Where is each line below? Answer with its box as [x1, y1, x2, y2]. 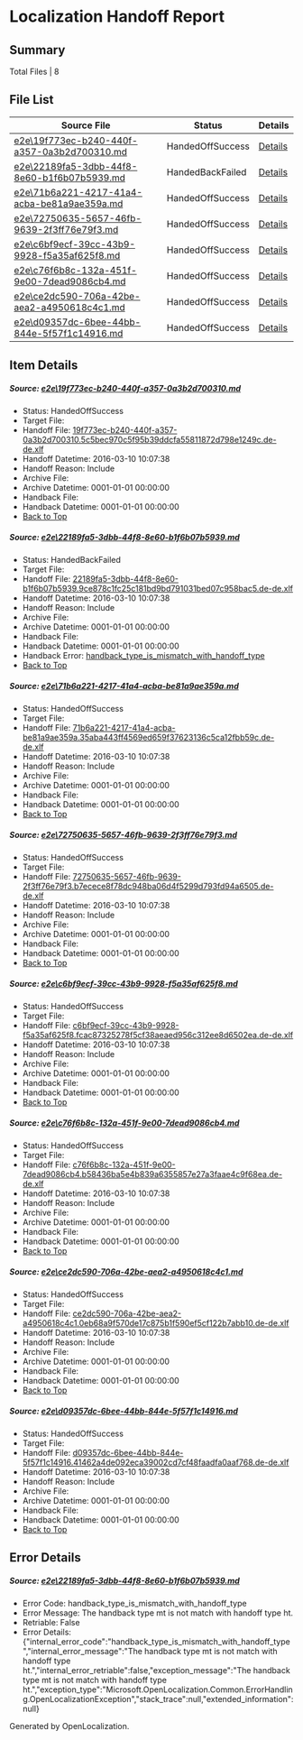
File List [9, 92, 54, 107]
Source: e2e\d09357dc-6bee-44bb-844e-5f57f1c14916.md [9, 1405, 239, 1416]
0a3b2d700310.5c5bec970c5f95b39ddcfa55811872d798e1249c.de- [22, 435, 277, 446]
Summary [9, 42, 66, 58]
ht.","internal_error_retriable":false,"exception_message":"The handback [22, 1665, 290, 1676]
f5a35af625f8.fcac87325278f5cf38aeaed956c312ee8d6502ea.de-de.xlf [22, 1030, 294, 1041]
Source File [60, 119, 111, 132]
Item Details [9, 358, 78, 373]
